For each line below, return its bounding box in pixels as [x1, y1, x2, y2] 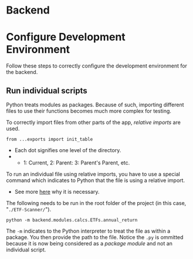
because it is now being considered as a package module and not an [6, 240, 173, 247]
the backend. [6, 69, 38, 76]
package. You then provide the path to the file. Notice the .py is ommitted [6, 233, 184, 241]
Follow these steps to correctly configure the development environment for [6, 62, 188, 69]
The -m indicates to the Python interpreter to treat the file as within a [6, 227, 171, 234]
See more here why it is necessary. [14, 188, 100, 195]
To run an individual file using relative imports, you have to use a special [6, 170, 180, 177]
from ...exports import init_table [6, 136, 93, 142]
